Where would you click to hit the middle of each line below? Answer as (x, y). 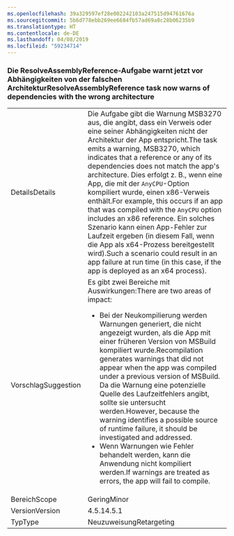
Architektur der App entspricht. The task (152, 140)
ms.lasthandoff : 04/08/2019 (48, 40)
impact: (100, 299)
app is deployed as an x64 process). (147, 271)
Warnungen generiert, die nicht (151, 324)
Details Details (33, 193)
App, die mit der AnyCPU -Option (138, 184)
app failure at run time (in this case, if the (154, 262)
